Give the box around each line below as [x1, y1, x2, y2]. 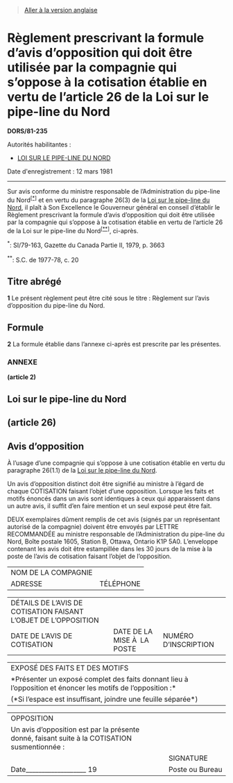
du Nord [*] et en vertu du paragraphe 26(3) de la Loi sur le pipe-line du [7, 194, 210, 204]
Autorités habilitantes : [7, 140, 71, 149]
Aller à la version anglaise [24, 6, 98, 14]
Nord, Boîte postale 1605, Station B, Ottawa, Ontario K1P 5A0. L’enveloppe [7, 537, 218, 546]
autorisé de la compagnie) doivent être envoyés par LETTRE [7, 523, 179, 531]
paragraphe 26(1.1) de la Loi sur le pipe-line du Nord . [7, 466, 157, 475]
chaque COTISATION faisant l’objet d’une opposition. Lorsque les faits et [7, 487, 214, 496]
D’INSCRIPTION [162, 640, 214, 650]
